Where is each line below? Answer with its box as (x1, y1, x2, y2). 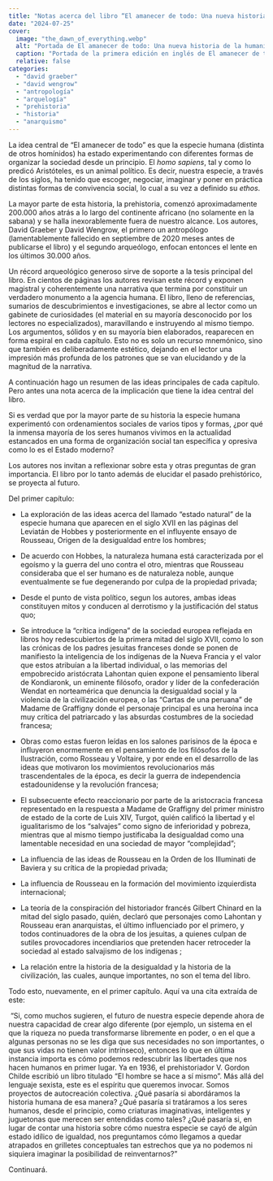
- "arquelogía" (15, 95, 67, 103)
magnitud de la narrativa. (8, 361, 93, 371)
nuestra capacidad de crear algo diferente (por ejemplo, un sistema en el (8, 1019, 253, 1029)
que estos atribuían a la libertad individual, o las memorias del (19, 660, 227, 670)
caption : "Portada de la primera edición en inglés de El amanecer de (15, 50, 260, 58)
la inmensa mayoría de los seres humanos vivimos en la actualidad (8, 428, 232, 437)
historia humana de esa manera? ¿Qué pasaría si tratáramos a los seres (8, 1096, 248, 1106)
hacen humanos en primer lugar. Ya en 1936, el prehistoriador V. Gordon (8, 1062, 250, 1072)
